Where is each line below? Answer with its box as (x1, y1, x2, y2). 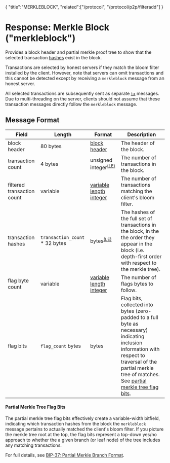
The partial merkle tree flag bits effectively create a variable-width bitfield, (5, 415, 160, 421)
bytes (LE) (90, 237, 112, 244)
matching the (120, 188, 152, 195)
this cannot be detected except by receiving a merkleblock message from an (5, 75, 164, 81)
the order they (120, 234, 155, 241)
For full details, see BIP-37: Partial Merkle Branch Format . (5, 452, 125, 458)
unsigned (90, 157, 113, 164)
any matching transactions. (5, 442, 62, 448)
